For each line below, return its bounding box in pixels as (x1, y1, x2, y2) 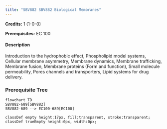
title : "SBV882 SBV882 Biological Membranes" (5, 7, 101, 12)
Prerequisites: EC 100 (5, 30, 51, 36)
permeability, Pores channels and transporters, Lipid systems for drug (5, 68, 149, 74)
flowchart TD (5, 98, 32, 103)
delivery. (5, 74, 23, 80)
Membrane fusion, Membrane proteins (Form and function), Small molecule (5, 63, 160, 69)
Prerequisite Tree (5, 86, 48, 93)
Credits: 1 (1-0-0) (5, 21, 41, 27)
